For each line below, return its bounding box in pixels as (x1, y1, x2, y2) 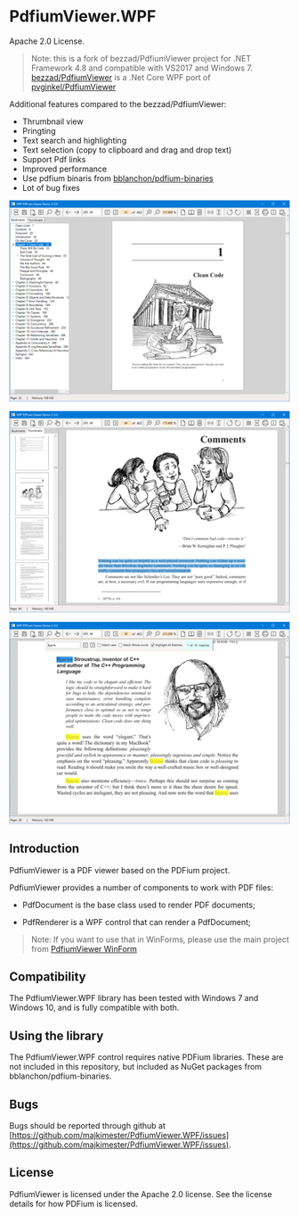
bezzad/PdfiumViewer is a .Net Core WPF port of (30, 71, 211, 82)
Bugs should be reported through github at (9, 1120, 166, 1130)
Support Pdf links (21, 153, 86, 164)
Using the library (9, 1028, 104, 1043)
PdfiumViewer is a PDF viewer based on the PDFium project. (9, 864, 230, 875)
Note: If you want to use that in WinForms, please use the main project (30, 934, 289, 945)
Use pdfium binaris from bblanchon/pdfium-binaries (21, 172, 214, 184)
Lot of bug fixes (21, 182, 80, 193)
